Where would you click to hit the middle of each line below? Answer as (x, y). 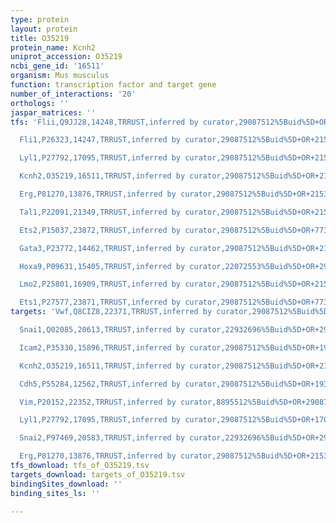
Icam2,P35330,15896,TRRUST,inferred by (102, 347)
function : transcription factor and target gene (113, 85)
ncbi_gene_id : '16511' (57, 66)
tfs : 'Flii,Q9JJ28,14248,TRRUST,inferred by (104, 122)
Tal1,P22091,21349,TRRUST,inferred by (100, 212)
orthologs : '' (40, 103)
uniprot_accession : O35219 (66, 57)
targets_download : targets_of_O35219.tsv (98, 474)
